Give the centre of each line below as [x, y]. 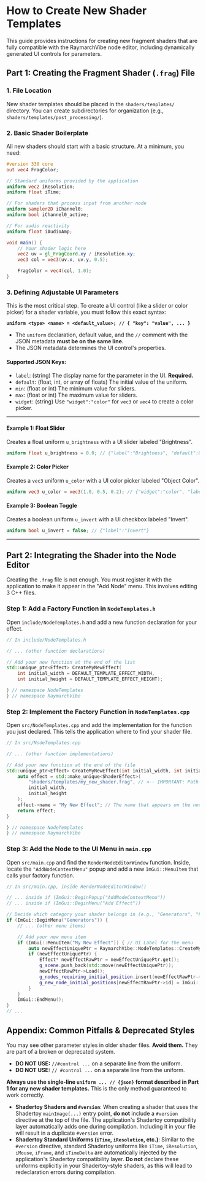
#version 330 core [30, 164]
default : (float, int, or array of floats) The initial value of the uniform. [101, 382]
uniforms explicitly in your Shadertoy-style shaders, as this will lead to [104, 1165]
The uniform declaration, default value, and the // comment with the [101, 335]
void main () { [25, 243]
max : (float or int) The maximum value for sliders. [76, 395]
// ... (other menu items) [52, 926]
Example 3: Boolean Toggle [42, 506]
